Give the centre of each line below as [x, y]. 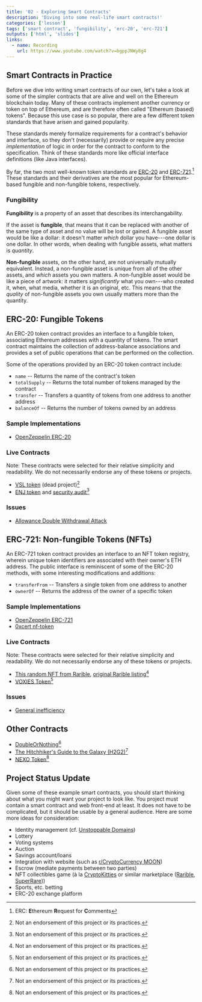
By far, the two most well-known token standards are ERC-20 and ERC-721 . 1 [100, 171]
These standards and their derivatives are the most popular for [84, 178]
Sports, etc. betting [39, 887]
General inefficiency [40, 710]
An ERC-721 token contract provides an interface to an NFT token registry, [98, 554]
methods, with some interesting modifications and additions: [81, 573]
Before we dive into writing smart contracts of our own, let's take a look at [98, 90]
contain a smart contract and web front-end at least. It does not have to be [99, 805]
